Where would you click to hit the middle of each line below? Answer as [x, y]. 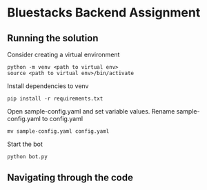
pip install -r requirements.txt [55, 98]
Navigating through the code [70, 178]
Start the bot [25, 144]
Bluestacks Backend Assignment [104, 13]
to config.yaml [63, 119]
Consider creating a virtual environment [63, 54]
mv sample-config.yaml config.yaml [58, 131]
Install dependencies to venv [48, 86]
